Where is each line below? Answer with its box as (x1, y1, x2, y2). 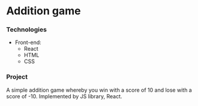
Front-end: (14, 39, 42, 46)
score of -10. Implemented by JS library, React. (6, 92, 122, 99)
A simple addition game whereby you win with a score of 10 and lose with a (6, 86, 192, 93)
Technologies (6, 26, 47, 34)
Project (6, 73, 28, 81)
